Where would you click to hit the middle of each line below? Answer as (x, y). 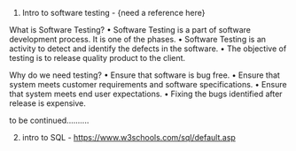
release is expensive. (48, 103)
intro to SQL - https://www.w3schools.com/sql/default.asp (129, 137)
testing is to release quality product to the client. (97, 58)
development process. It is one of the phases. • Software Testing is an (138, 39)
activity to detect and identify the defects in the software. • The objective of (148, 49)
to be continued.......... (49, 120)
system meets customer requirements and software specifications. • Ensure (148, 84)
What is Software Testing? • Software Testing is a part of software (130, 30)
